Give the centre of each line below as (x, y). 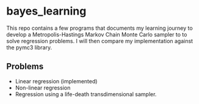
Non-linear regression (43, 88)
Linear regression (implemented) (56, 81)
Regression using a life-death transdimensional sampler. (86, 94)
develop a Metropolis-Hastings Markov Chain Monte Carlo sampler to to (97, 34)
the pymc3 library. (29, 47)
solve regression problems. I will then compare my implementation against (100, 41)
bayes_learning (46, 11)
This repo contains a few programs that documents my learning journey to (100, 28)
